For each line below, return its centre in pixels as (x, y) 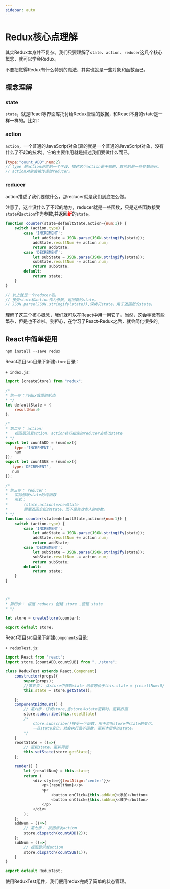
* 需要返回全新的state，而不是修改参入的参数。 (56, 509)
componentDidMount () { (39, 704)
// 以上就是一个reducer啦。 (32, 295)
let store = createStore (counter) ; (43, 618)
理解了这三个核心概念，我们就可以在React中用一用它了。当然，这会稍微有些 (85, 315)
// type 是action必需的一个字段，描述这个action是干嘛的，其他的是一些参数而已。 (83, 167)
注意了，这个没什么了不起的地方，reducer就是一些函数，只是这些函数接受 (83, 207)
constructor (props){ (36, 676)
